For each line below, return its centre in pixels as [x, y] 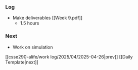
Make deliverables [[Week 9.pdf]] [47, 18]
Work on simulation [33, 47]
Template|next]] [22, 62]
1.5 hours [30, 23]
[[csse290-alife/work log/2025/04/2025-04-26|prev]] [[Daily [69, 56]
